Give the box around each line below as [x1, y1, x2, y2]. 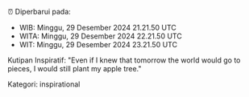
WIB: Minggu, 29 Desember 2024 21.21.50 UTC [19, 23, 176, 32]
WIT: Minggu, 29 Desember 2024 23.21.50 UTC [19, 40, 178, 49]
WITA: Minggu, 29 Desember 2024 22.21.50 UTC [19, 31, 182, 41]
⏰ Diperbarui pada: [7, 7, 72, 16]
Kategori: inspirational [7, 79, 81, 89]
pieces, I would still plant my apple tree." [7, 64, 142, 73]
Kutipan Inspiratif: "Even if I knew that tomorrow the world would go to [7, 55, 241, 65]
